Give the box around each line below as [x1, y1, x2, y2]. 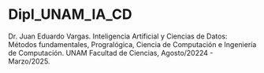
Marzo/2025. [8, 57, 50, 66]
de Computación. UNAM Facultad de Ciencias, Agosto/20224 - [8, 48, 214, 57]
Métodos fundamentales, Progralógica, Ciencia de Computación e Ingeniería [8, 39, 257, 49]
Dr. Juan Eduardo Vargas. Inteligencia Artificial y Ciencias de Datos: [8, 31, 228, 41]
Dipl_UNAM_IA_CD [8, 5, 132, 24]
